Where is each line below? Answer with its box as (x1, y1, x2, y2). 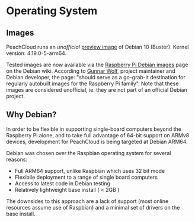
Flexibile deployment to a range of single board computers (14, 173, 158, 181)
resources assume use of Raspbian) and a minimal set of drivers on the (6, 204, 180, 211)
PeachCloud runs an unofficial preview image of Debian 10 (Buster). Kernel (6, 43, 189, 50)
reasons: (6, 156, 28, 163)
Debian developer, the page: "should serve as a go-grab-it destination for (6, 74, 186, 81)
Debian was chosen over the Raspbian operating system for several (6, 149, 171, 156)
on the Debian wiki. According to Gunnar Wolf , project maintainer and (6, 67, 176, 75)
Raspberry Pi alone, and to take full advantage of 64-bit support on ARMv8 (6, 131, 190, 139)
